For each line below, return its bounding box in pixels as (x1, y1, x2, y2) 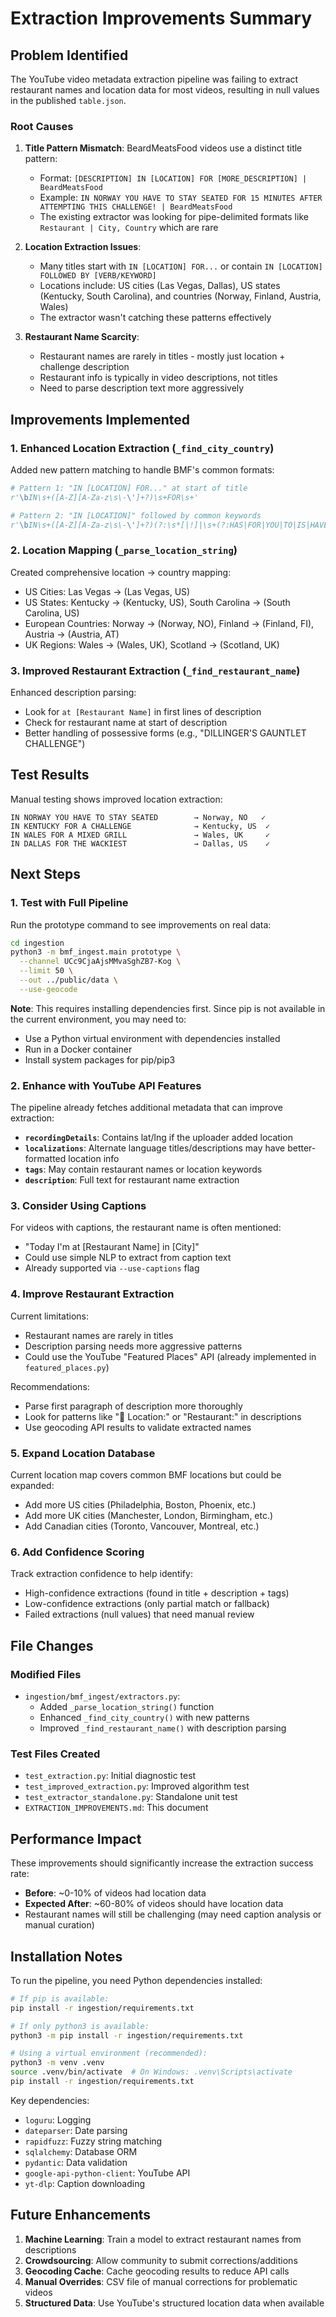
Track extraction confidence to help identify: (10, 1568, 193, 1580)
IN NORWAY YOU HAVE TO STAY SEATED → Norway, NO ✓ (10, 812, 267, 822)
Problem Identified (10, 47, 129, 64)
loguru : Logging (24, 2113, 92, 2126)
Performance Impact (10, 1830, 142, 1847)
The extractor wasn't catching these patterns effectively (39, 312, 272, 324)
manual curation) (24, 1919, 95, 1931)
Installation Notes (10, 1948, 123, 1965)
